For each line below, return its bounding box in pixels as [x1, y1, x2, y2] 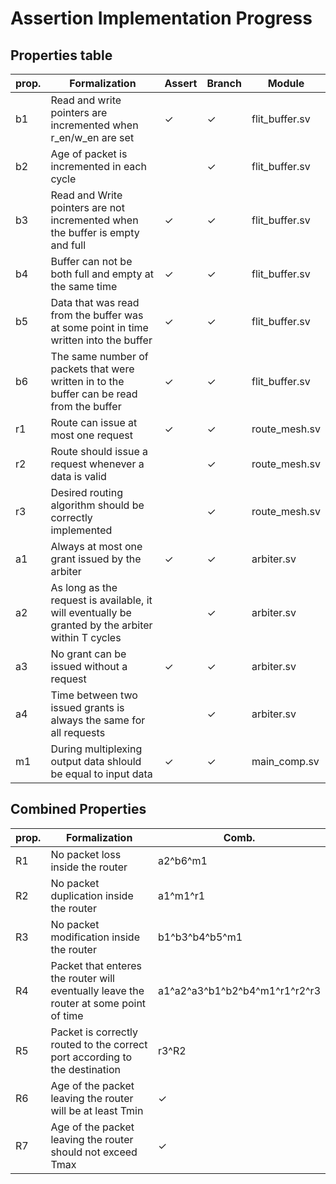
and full [50, 238, 87, 252]
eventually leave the [50, 983, 145, 997]
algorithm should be [50, 498, 145, 512]
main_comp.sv [251, 755, 320, 768]
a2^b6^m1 [157, 853, 208, 867]
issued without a [50, 660, 128, 673]
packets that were [50, 362, 135, 376]
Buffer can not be [50, 255, 133, 268]
